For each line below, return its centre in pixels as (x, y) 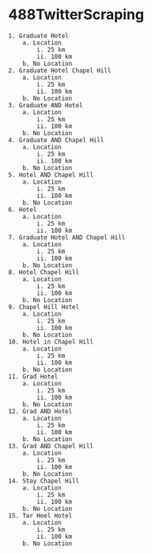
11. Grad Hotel (33, 376)
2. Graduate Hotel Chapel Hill (60, 70)
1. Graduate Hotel (38, 36)
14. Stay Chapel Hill (44, 481)
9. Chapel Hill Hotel (44, 307)
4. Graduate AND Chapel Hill (56, 140)
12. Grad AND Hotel (40, 411)
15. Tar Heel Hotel (40, 515)
